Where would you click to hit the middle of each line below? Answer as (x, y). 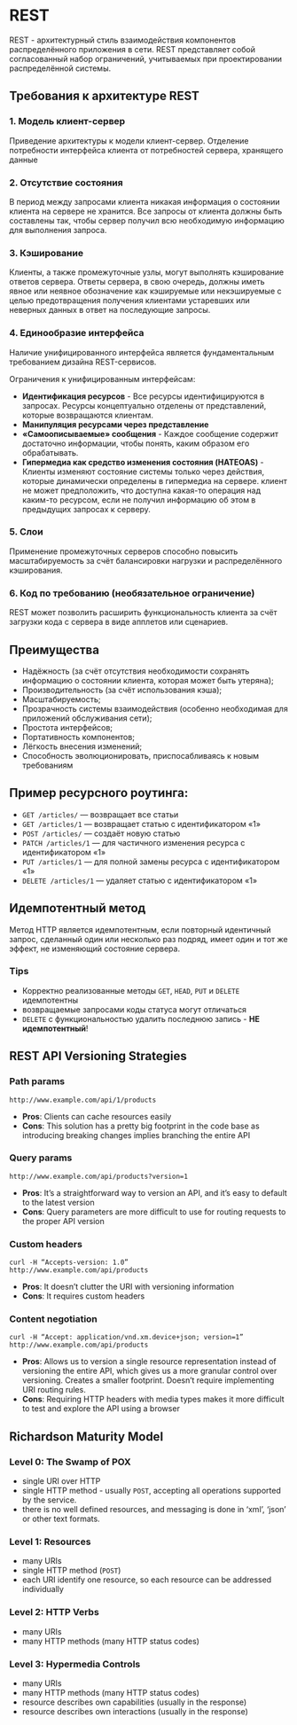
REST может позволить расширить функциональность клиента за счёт (143, 613)
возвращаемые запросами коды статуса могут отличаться (134, 1009)
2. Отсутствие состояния (66, 183)
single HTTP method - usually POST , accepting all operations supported (151, 1491)
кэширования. (36, 570)
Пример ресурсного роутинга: (99, 793)
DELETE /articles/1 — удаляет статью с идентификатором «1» (140, 880)
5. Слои (26, 532)
